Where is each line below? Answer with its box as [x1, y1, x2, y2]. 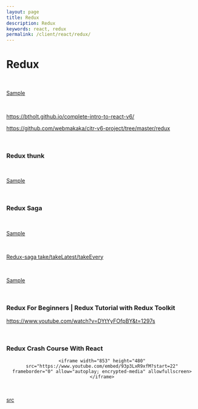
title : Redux [6, 15, 39, 21]
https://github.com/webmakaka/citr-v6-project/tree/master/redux [6, 125, 171, 132]
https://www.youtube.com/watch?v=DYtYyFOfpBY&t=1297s [6, 317, 155, 325]
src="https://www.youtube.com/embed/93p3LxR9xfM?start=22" [26, 363, 179, 370]
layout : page [6, 8, 39, 15]
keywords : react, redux [6, 25, 67, 32]
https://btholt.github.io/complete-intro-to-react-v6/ [6, 113, 135, 120]
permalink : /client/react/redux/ [6, 32, 91, 38]
